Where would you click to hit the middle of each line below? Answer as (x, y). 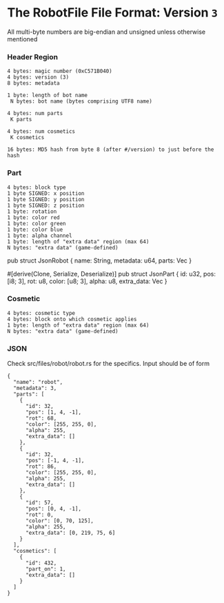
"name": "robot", (38, 382)
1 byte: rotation (32, 212)
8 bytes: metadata (33, 83)
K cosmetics (27, 138)
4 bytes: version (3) (38, 77)
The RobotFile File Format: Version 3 (113, 13)
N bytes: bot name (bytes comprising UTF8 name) (81, 101)
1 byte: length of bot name (48, 95)
